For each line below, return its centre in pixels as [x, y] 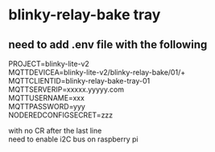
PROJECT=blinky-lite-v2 [49, 64]
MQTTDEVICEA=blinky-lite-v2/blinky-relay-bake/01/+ [97, 72]
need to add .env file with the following [108, 45]
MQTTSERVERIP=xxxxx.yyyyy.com [66, 89]
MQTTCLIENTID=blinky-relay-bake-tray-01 [79, 81]
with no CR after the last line [55, 131]
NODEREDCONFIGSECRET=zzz [61, 115]
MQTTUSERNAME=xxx [46, 98]
